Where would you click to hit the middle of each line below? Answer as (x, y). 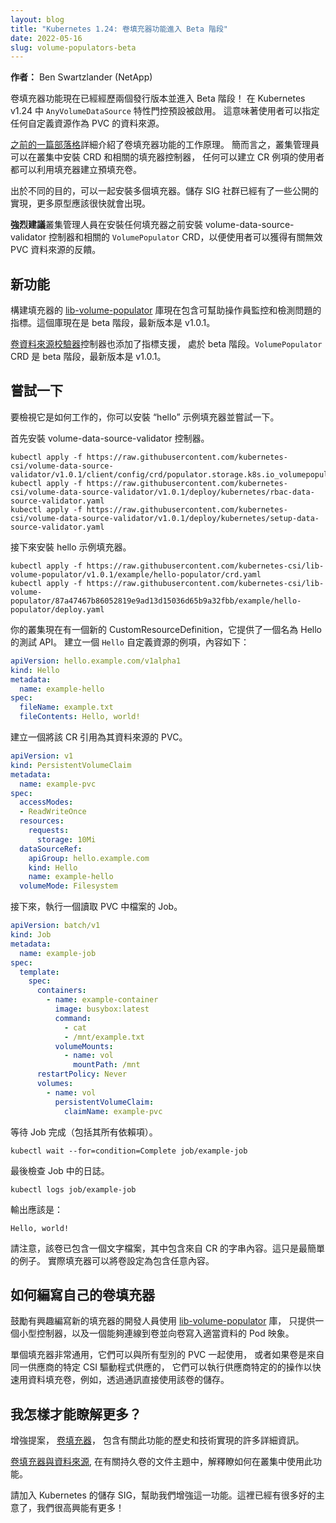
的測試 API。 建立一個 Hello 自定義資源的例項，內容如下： (130, 642)
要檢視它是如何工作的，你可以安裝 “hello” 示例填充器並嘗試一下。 (145, 417)
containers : (61, 991)
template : (39, 972)
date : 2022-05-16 (46, 38)
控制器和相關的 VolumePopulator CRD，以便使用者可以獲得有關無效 (185, 237)
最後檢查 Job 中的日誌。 (60, 1170)
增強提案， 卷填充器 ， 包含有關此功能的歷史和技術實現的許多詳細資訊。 (157, 1440)
